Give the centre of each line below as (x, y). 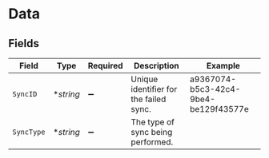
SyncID (25, 94)
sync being (152, 132)
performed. (152, 142)
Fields (24, 43)
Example (223, 66)
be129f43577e (219, 109)
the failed (149, 99)
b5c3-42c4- (215, 89)
